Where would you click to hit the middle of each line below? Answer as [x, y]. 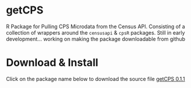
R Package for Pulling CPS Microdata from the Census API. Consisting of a [95, 26]
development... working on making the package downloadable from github [96, 39]
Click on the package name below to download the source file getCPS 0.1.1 [95, 79]
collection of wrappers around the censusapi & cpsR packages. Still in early [95, 32]
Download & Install [52, 63]
